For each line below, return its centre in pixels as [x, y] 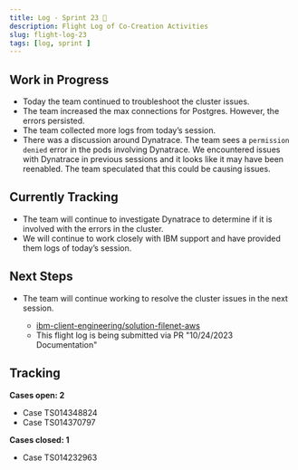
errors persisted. [53, 121]
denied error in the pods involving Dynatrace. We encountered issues [151, 149]
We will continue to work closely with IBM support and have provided [151, 238]
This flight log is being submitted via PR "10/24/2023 [135, 335]
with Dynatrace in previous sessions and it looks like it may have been [153, 159]
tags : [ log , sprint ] [50, 43]
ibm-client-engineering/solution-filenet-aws [118, 325]
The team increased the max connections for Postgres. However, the [151, 111]
